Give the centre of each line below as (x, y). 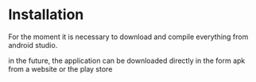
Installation (46, 15)
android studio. (33, 45)
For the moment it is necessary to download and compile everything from (128, 37)
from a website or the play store (60, 68)
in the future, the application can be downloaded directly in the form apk (127, 61)
